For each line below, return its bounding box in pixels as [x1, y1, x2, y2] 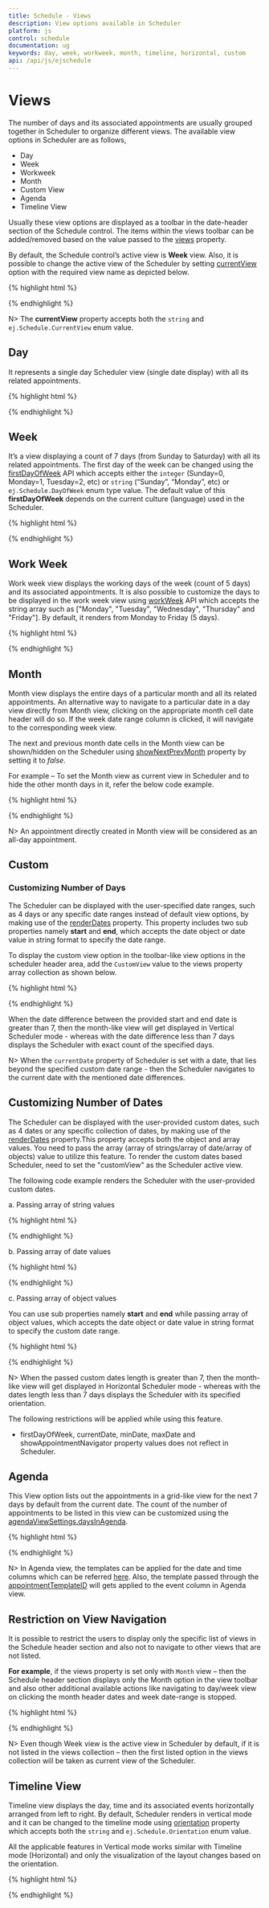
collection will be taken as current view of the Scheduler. [8, 1756, 196, 1766]
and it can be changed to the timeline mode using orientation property [8, 1818, 241, 1827]
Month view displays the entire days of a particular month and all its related [8, 689, 257, 698]
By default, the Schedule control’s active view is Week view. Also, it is [8, 250, 239, 260]
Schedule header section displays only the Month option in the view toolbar [8, 1675, 259, 1685]
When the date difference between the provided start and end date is [8, 1014, 238, 1024]
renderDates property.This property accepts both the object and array [8, 1134, 241, 1144]
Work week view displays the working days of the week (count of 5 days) [8, 578, 251, 588]
